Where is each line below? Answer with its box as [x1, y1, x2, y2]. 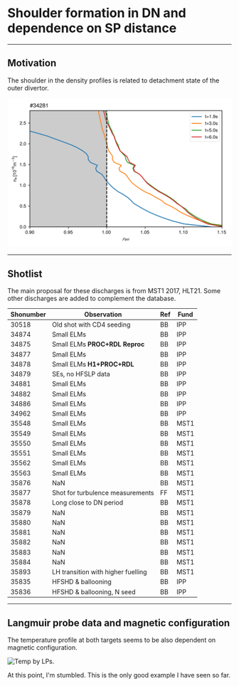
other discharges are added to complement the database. [7, 294, 176, 303]
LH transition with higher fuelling [52, 568, 147, 576]
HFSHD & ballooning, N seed [52, 587, 137, 596]
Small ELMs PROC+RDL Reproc [52, 340, 145, 349]
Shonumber [10, 310, 46, 318]
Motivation [7, 57, 57, 69]
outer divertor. [7, 83, 49, 92]
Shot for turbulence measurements [52, 489, 154, 497]
